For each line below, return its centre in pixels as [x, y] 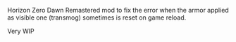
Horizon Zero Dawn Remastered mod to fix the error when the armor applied [118, 10]
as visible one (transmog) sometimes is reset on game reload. [97, 17]
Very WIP [21, 31]
